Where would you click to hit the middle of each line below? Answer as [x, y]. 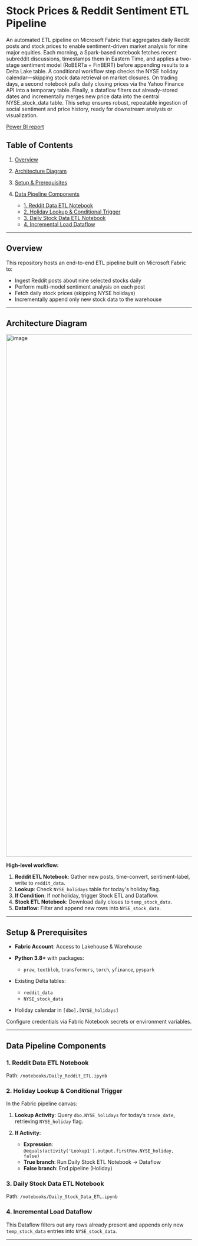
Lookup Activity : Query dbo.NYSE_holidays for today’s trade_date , [95, 1115]
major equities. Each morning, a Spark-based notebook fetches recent [91, 52]
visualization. [22, 115]
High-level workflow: [32, 865]
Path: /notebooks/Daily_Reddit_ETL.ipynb [57, 1075]
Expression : [38, 1144]
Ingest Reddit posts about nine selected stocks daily [78, 280]
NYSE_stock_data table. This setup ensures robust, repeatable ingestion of [97, 102]
